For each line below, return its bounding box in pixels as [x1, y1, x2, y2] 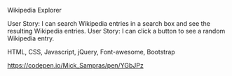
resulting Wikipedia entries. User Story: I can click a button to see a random [7, 27, 226, 35]
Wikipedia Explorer [7, 6, 62, 14]
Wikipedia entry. [7, 34, 55, 43]
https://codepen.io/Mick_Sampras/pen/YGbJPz [7, 61, 144, 69]
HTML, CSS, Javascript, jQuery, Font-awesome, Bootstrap [7, 48, 175, 56]
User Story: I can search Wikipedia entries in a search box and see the [7, 20, 210, 27]
